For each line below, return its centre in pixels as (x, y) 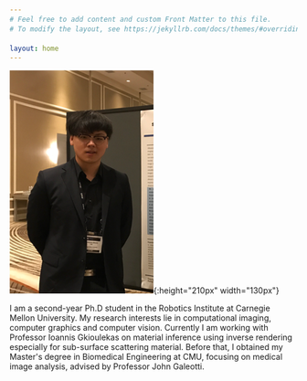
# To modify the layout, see (65, 29)
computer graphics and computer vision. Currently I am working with (139, 328)
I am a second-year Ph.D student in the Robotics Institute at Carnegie (140, 308)
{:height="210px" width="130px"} (217, 291)
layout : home (34, 48)
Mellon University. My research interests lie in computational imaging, (141, 318)
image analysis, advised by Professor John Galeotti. (107, 366)
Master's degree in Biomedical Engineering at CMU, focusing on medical (146, 357)
